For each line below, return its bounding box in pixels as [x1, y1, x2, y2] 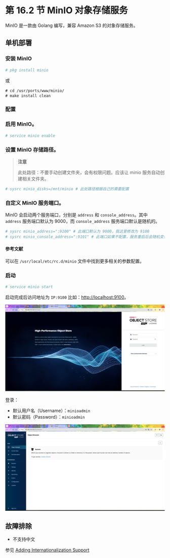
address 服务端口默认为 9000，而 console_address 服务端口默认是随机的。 [5, 218, 160, 225]
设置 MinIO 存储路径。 [5, 146, 59, 153]
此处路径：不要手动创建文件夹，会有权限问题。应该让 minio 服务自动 [17, 169, 160, 175]
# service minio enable [5, 133, 56, 138]
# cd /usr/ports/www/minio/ [5, 88, 65, 93]
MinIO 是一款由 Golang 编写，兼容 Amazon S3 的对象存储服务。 [5, 22, 138, 28]
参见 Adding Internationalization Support [5, 547, 90, 553]
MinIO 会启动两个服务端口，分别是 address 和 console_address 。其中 [5, 212, 148, 218]
